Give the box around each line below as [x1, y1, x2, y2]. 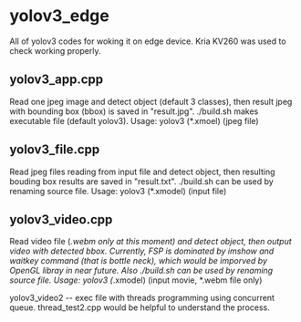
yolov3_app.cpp [9, 72, 103, 88]
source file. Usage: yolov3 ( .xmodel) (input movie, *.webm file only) [9, 275, 263, 286]
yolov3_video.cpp [9, 212, 113, 227]
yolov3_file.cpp [9, 142, 100, 158]
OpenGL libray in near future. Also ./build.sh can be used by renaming [9, 265, 274, 276]
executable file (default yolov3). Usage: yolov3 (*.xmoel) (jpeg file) [9, 115, 259, 126]
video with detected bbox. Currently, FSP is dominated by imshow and [9, 245, 275, 256]
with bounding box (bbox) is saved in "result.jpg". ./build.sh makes [9, 106, 259, 117]
